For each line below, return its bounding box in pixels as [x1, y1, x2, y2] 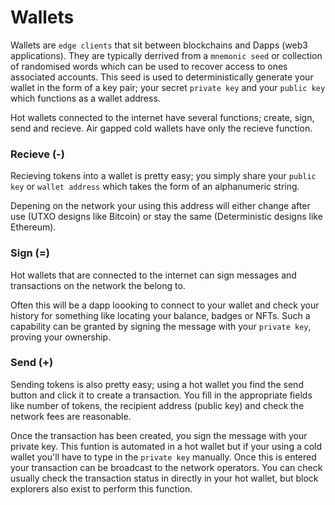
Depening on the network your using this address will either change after [10, 200, 311, 212]
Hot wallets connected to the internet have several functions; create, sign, [10, 111, 315, 123]
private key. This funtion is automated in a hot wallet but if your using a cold [10, 440, 323, 452]
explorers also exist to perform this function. [10, 482, 193, 495]
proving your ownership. [10, 331, 112, 343]
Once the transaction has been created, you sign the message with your [10, 429, 308, 441]
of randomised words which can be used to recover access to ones [10, 60, 288, 72]
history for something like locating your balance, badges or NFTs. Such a [10, 309, 311, 321]
